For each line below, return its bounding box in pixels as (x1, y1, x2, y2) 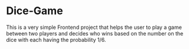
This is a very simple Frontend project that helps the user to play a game (6, 24, 182, 31)
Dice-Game (6, 4, 63, 18)
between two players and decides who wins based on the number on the (6, 30, 184, 37)
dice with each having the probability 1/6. (6, 36, 106, 43)
